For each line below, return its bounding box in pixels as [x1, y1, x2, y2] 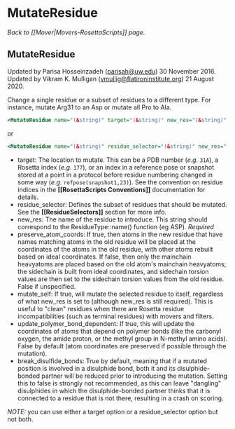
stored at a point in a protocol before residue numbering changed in [17, 170, 213, 179]
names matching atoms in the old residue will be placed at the [17, 237, 196, 246]
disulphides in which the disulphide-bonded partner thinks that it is [17, 386, 211, 395]
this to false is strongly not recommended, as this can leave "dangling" [17, 379, 222, 387]
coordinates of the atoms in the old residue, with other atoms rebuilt [17, 245, 213, 253]
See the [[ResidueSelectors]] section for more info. [17, 207, 167, 216]
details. [17, 193, 39, 201]
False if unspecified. [17, 282, 76, 290]
